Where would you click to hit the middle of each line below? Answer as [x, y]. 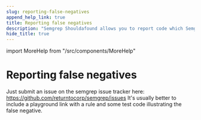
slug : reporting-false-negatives [48, 12]
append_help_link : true [36, 17]
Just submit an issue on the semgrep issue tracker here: [75, 92]
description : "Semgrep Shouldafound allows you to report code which [95, 28]
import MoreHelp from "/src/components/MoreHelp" [71, 51]
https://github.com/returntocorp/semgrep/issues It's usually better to [91, 98]
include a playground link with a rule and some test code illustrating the [94, 104]
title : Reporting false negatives [49, 23]
